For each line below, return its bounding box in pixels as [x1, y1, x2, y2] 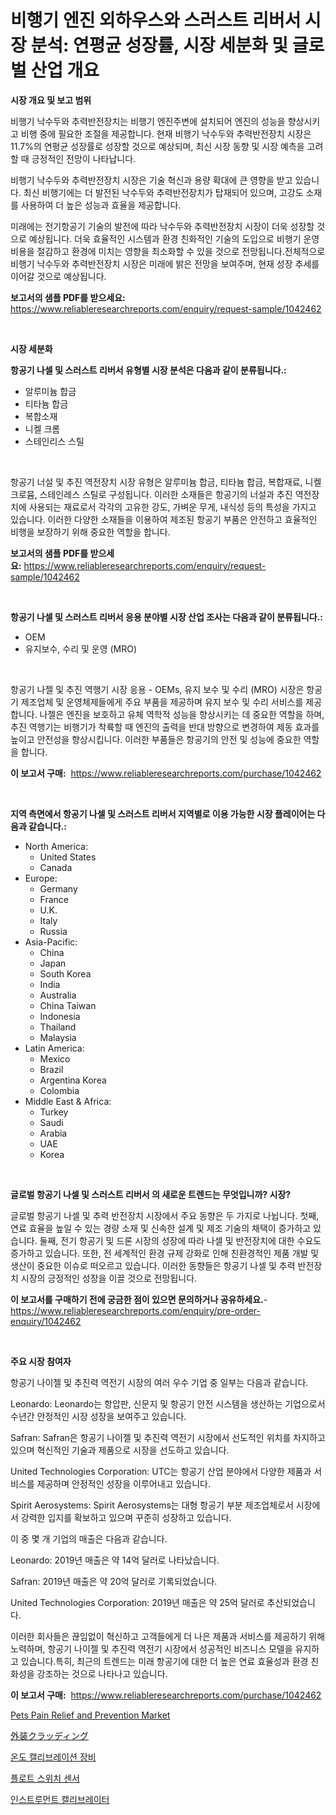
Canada [39, 861, 73, 873]
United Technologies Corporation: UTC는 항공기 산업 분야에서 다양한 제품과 [10, 1465, 312, 1477]
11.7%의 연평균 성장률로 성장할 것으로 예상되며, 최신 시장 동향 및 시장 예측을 [10, 140, 305, 152]
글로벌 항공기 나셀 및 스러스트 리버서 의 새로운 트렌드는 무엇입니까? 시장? [10, 1188, 292, 1200]
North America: [24, 840, 88, 852]
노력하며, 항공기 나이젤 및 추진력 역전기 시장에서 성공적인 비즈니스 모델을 [10, 1642, 293, 1655]
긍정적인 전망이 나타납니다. [31, 152, 137, 165]
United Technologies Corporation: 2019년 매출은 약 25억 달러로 [10, 1596, 265, 1608]
